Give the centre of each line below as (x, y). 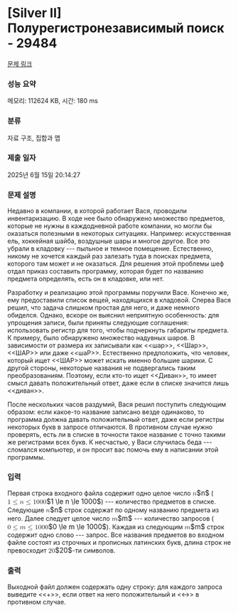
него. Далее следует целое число (59, 519)
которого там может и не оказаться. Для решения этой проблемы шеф (116, 264)
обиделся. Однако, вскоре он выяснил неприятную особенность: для (113, 315)
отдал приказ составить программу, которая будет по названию (106, 271)
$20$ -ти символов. (85, 550)
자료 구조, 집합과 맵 (34, 138)
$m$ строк (208, 527)
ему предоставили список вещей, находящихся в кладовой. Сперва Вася (119, 300)
